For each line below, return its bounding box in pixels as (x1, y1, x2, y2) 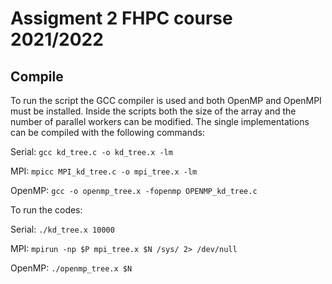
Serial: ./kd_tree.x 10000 (10, 223, 115, 235)
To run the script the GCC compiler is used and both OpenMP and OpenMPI (10, 95, 322, 106)
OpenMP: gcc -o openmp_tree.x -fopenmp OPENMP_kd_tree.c (10, 185, 258, 196)
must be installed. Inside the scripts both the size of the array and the (10, 105, 297, 117)
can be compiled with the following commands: (10, 127, 205, 138)
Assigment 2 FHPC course (10, 7, 233, 30)
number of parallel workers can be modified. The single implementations (10, 116, 310, 127)
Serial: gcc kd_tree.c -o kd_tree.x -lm (10, 146, 173, 157)
